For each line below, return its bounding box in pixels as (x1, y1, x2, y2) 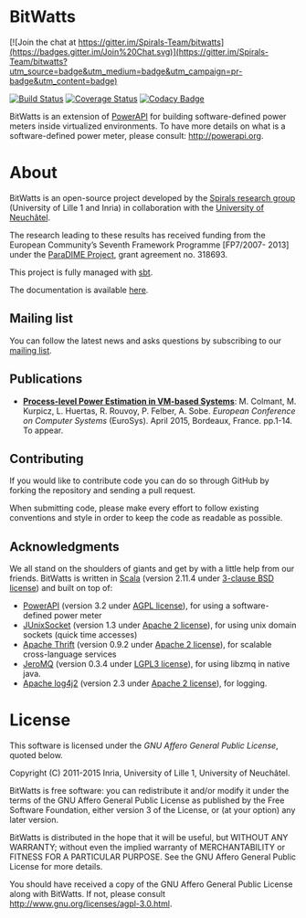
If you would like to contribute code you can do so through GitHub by (9, 475, 269, 486)
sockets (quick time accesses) (22, 629, 138, 640)
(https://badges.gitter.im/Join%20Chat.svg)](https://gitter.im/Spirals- (9, 46, 269, 57)
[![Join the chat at (9, 37, 77, 47)
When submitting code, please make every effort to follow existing (9, 502, 259, 513)
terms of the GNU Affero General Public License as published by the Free (9, 795, 285, 806)
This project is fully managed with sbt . (9, 267, 153, 278)
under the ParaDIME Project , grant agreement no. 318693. (9, 248, 228, 259)
